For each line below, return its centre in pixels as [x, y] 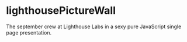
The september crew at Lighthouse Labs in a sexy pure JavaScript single [94, 26]
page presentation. [29, 32]
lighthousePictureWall [61, 11]
